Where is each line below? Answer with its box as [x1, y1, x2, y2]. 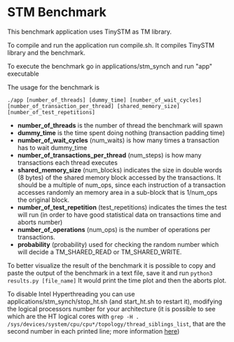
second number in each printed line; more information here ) [7, 327, 180, 335]
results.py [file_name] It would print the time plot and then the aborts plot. [7, 276, 226, 285]
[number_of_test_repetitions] [7, 109, 96, 116]
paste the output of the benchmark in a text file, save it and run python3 [7, 268, 213, 277]
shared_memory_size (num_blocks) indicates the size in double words [17, 165, 223, 174]
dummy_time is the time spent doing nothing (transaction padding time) [17, 128, 226, 137]
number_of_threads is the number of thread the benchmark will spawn [17, 121, 223, 130]
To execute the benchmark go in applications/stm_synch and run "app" [7, 62, 212, 70]
